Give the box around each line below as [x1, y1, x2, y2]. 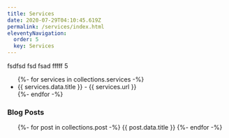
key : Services [13, 43, 54, 49]
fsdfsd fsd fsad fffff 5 [7, 62, 68, 70]
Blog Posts [7, 107, 45, 117]
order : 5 [13, 36, 39, 43]
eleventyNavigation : [7, 29, 68, 37]
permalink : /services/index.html [7, 23, 105, 30]
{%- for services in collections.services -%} [17, 75, 145, 84]
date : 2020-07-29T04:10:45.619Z [7, 17, 101, 24]
